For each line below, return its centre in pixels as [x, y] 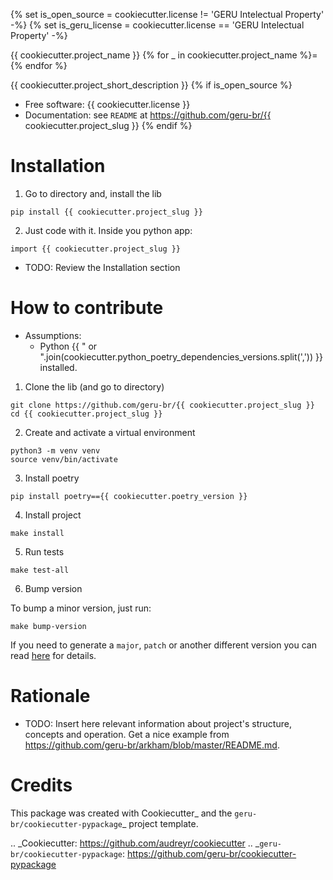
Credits [41, 785]
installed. [58, 367]
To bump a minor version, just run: [81, 608]
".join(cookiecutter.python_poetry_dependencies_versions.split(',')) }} [181, 356]
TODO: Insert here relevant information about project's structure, [158, 723]
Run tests [44, 551]
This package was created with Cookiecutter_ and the [121, 813]
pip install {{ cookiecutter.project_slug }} [106, 212]
